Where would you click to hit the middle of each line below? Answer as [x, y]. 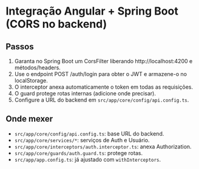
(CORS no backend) [56, 24]
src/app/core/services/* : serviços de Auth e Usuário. [82, 140]
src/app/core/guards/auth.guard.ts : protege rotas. [79, 153]
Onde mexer [29, 119]
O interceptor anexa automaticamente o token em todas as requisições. [104, 87]
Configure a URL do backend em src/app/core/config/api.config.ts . [102, 100]
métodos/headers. [38, 67]
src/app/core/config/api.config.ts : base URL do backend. [89, 133]
